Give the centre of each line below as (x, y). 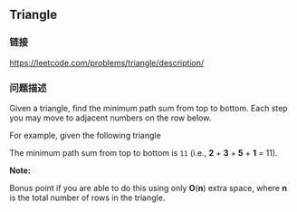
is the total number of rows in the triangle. (87, 198)
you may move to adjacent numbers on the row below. (110, 118)
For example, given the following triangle (85, 135)
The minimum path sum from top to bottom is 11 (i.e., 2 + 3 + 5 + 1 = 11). (144, 152)
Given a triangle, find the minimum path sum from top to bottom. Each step (148, 108)
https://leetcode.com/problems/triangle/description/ (107, 63)
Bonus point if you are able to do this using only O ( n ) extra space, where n (148, 188)
